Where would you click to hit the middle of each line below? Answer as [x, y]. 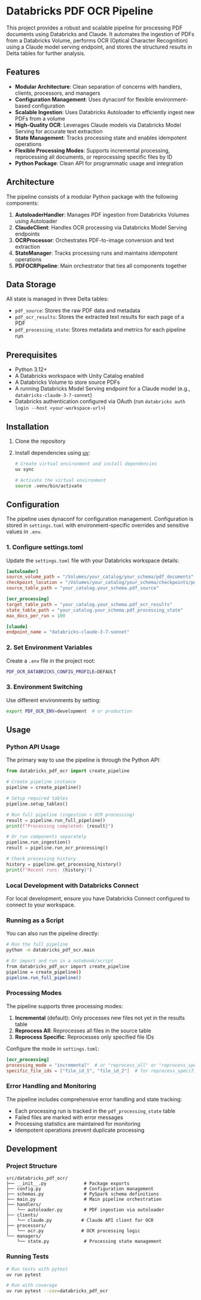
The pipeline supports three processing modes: [65, 1006]
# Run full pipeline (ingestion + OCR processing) [71, 815]
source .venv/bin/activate [48, 486]
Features [23, 72]
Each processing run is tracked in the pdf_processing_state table [95, 1111]
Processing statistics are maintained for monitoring [77, 1123]
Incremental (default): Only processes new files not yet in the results [100, 1018]
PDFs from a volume [40, 118]
